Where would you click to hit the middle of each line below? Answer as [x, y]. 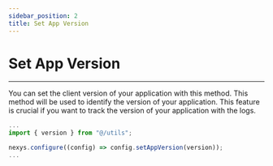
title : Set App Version [49, 23]
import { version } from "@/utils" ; [70, 133]
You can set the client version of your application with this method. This [128, 93]
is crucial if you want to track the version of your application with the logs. [132, 111]
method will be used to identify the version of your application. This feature [134, 102]
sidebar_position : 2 [43, 16]
